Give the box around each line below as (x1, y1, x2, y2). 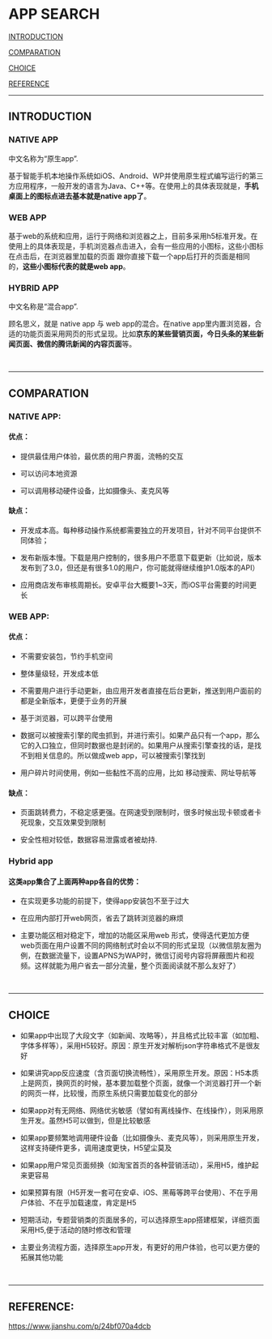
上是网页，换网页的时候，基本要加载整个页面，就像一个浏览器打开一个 (19, 1078, 255, 1088)
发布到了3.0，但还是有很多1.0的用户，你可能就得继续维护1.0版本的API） (19, 562, 260, 572)
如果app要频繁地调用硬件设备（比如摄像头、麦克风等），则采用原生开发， (19, 1133, 264, 1143)
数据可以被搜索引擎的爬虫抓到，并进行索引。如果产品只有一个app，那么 (19, 731, 261, 740)
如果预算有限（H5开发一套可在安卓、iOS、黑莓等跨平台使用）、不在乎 (19, 1188, 251, 1197)
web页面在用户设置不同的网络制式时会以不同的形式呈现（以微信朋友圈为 (19, 940, 261, 950)
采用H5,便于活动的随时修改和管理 (19, 1225, 132, 1235)
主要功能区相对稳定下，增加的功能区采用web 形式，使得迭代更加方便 (19, 931, 249, 940)
